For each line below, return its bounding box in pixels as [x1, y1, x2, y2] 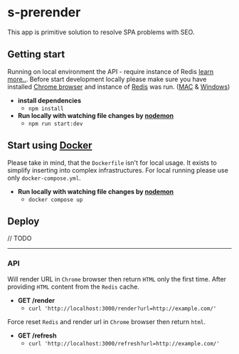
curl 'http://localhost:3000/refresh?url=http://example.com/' [28, 340, 221, 347]
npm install [28, 104, 64, 112]
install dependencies [17, 96, 82, 104]
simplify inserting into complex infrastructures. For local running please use [7, 166, 229, 174]
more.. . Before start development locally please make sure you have [7, 75, 207, 83]
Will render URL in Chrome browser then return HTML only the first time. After [7, 274, 226, 283]
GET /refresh [17, 331, 57, 340]
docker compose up [28, 196, 83, 203]
